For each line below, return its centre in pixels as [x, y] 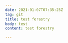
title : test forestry [28, 19]
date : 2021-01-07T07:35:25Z [34, 10]
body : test [16, 24]
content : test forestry [30, 28]
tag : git [14, 14]
